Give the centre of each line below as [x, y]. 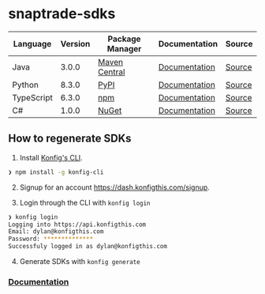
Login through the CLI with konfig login [85, 202]
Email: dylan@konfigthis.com [56, 232]
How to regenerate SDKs [70, 139]
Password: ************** [50, 239]
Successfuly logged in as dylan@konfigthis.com [88, 247]
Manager [124, 48]
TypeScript [32, 97]
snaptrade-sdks [62, 14]
